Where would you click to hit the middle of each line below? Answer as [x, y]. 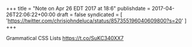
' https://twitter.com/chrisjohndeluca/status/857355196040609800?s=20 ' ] [96, 21]
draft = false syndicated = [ [90, 15]
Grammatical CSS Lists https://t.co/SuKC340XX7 [65, 38]
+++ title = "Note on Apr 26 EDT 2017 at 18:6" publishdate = [78, 8]
